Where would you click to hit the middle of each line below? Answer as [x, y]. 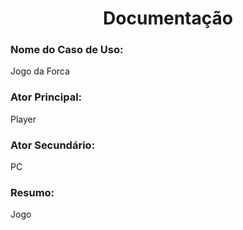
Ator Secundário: [53, 145]
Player [23, 119]
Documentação [168, 18]
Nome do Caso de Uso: [67, 50]
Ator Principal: [46, 97]
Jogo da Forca [40, 71]
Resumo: [32, 192]
